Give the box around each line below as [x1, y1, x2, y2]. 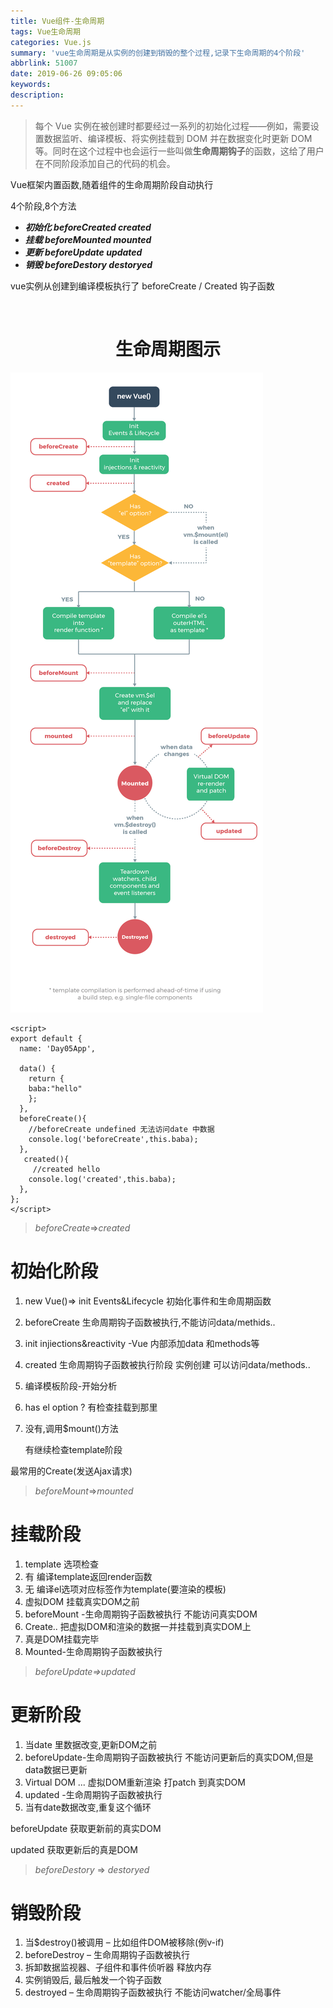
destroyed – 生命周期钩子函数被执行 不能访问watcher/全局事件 [24, 1986, 282, 1999]
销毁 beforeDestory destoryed [24, 258, 153, 270]
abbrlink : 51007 [10, 58, 78, 69]
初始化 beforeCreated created [24, 221, 152, 233]
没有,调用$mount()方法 [24, 1422, 119, 1434]
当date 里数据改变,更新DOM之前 [24, 1738, 158, 1750]
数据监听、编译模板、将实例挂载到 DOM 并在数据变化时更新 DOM [43, 132, 313, 144]
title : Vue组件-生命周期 [10, 16, 105, 26]
